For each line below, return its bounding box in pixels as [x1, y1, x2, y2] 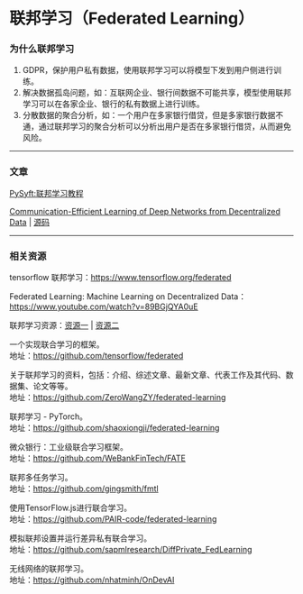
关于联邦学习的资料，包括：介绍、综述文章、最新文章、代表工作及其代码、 [9, 370, 286, 380]
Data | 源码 [9, 216, 50, 227]
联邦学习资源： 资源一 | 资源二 [9, 320, 120, 331]
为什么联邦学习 [9, 42, 75, 55]
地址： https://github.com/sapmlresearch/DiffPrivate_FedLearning [9, 544, 252, 555]
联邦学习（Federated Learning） [9, 8, 254, 29]
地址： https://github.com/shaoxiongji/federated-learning [9, 423, 220, 434]
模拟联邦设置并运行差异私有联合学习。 [9, 533, 151, 544]
